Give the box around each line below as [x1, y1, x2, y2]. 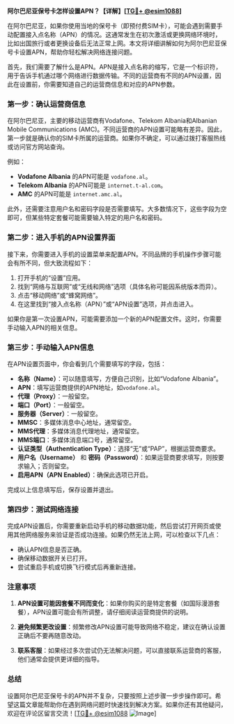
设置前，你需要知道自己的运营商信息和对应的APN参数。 [19, 80, 179, 88]
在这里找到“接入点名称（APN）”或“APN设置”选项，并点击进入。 [17, 300, 197, 308]
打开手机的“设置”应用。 [17, 273, 85, 282]
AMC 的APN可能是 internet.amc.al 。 [17, 190, 127, 198]
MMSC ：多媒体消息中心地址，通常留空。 [17, 418, 136, 426]
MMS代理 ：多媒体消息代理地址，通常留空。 [17, 426, 143, 435]
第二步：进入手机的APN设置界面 [7, 233, 116, 242]
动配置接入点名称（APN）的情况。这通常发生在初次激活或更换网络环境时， [7, 31, 221, 38]
